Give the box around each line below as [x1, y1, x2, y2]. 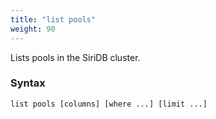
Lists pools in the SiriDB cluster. [10, 51, 141, 63]
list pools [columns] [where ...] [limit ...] [10, 99, 208, 109]
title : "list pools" [10, 14, 97, 25]
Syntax [10, 76, 46, 90]
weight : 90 [10, 24, 56, 34]
